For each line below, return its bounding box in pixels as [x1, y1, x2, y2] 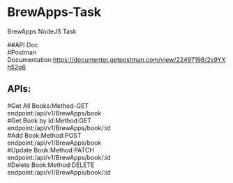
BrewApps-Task [7, 4, 102, 20]
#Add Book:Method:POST [7, 131, 82, 139]
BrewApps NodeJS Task [7, 27, 77, 35]
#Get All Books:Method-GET [7, 102, 89, 110]
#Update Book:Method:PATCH [7, 145, 94, 154]
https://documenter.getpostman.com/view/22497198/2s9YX [52, 55, 226, 63]
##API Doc [7, 40, 38, 49]
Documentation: [7, 55, 54, 63]
